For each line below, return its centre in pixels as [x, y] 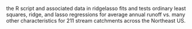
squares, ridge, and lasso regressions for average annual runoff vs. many [96, 14]
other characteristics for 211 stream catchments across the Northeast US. [96, 21]
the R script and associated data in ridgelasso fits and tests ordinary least [96, 8]
